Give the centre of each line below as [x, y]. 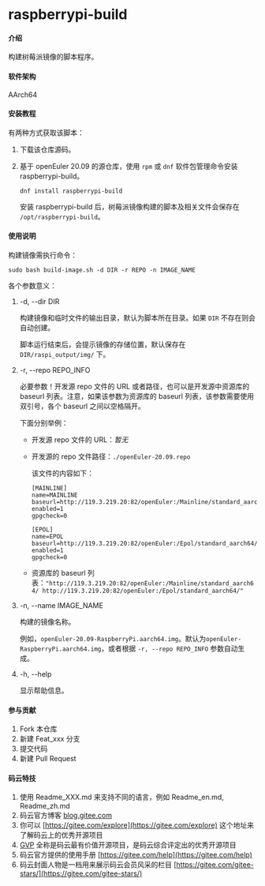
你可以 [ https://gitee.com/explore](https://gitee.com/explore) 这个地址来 [137, 825]
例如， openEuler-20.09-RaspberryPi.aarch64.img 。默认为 [113, 638]
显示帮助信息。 [44, 690]
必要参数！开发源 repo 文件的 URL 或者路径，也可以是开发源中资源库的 [134, 386]
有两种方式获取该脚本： [46, 133]
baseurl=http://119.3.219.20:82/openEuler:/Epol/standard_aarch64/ [144, 543]
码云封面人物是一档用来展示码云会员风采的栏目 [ [98, 865]
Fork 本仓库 [38, 729]
